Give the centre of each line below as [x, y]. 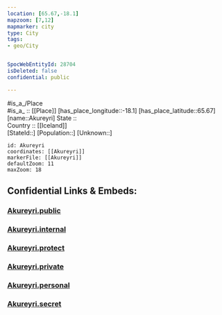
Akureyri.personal [39, 285]
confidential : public [39, 77]
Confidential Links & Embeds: [72, 191]
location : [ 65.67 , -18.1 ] [43, 14]
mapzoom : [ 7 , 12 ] [31, 20]
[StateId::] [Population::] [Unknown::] [60, 133]
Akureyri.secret [34, 304]
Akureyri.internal [37, 229]
